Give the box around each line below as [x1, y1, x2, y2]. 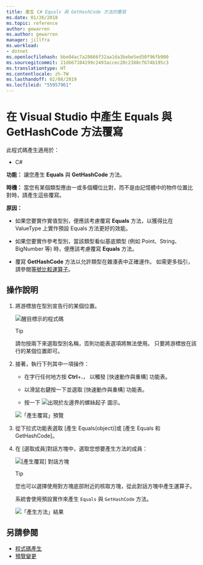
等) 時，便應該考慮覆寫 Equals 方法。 [44, 245, 138, 252]
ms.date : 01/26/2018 [6, 15, 59, 21]
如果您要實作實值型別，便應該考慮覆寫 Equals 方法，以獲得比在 [14, 217, 173, 224]
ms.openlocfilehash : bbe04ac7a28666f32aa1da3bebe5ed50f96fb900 [6, 54, 169, 60]
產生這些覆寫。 [27, 191, 65, 199]
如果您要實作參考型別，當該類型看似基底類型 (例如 [14, 237, 141, 245]
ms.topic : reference [6, 20, 59, 26]
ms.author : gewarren [6, 31, 59, 38]
